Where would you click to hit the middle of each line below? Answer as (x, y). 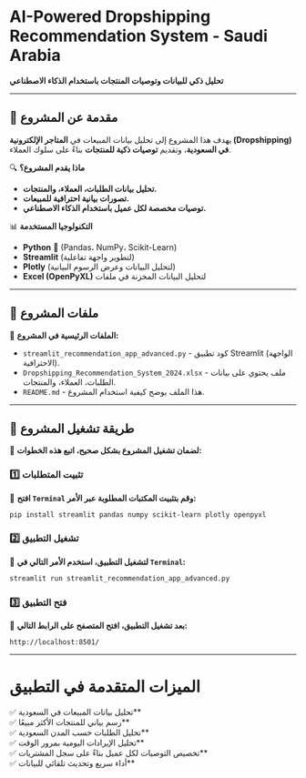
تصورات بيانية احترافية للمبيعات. (76, 198)
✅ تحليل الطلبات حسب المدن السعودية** (79, 732)
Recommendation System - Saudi (139, 36)
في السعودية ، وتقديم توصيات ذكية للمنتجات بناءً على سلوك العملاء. (121, 149)
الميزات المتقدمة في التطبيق (105, 687)
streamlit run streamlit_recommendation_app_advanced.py (120, 578)
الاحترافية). (41, 362)
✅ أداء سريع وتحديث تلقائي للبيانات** (72, 763)
